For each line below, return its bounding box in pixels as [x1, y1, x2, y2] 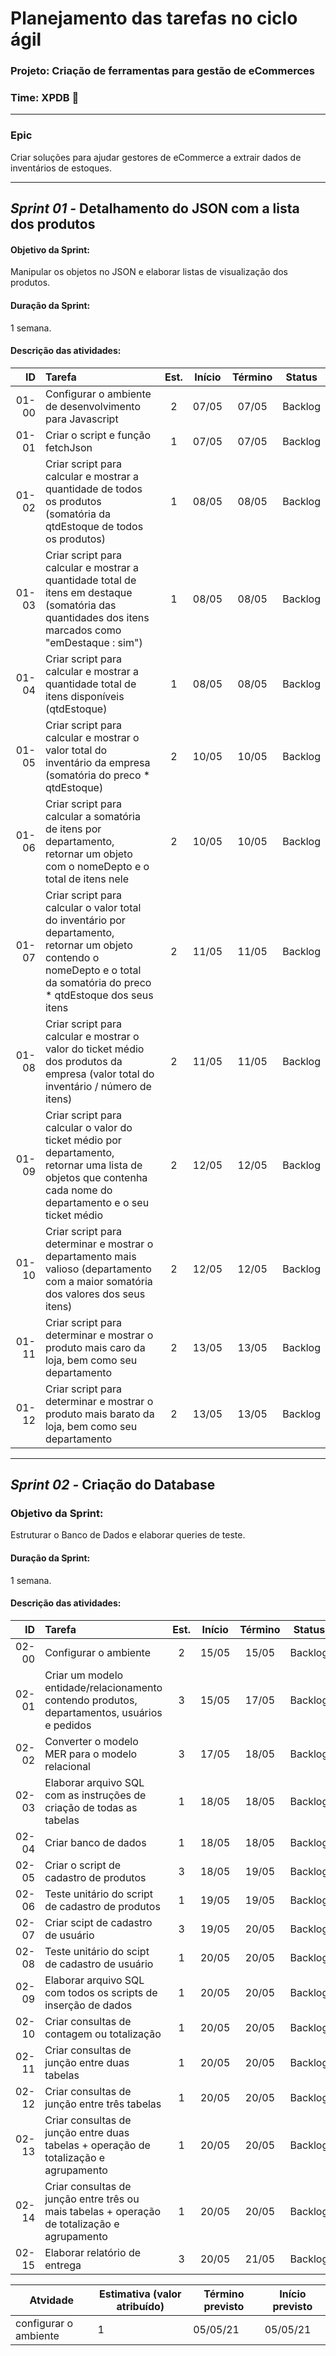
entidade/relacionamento [44, 1680, 163, 1694]
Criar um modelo [44, 1668, 124, 1682]
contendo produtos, [44, 1693, 138, 1707]
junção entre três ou [44, 2192, 140, 2206]
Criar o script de [44, 1858, 122, 1872]
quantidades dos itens [44, 610, 150, 624]
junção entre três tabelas [44, 2097, 162, 2111]
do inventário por [44, 913, 126, 927]
